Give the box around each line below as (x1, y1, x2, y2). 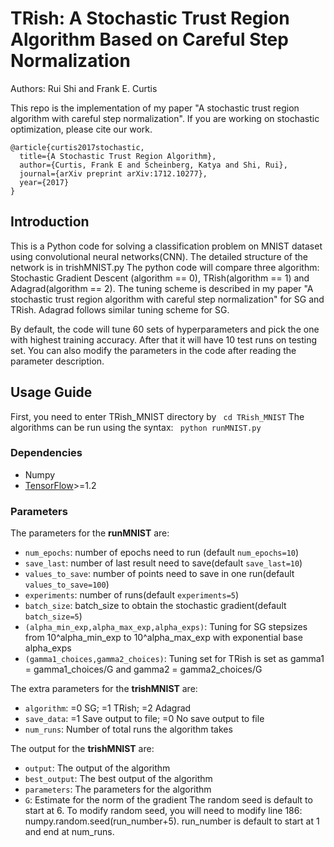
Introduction (10, 213, 90, 231)
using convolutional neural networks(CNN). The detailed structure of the (10, 250, 309, 262)
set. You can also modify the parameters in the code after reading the (10, 344, 297, 356)
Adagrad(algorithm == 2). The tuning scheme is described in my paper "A (10, 282, 314, 294)
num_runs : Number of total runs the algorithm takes (24, 723, 233, 736)
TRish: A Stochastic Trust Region (10, 7, 290, 30)
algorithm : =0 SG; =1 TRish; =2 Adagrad (24, 702, 192, 714)
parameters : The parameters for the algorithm (24, 783, 212, 796)
